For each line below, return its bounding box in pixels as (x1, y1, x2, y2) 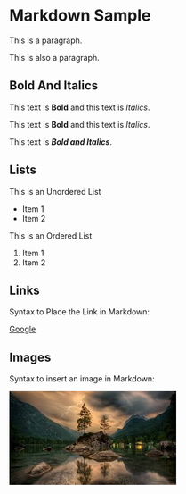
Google (9, 323, 36, 335)
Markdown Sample (9, 5, 151, 26)
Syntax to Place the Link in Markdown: (9, 306, 150, 317)
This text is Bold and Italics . (9, 136, 113, 147)
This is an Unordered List (9, 186, 101, 197)
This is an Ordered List (9, 230, 93, 241)
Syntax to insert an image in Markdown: (9, 373, 155, 384)
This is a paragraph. (9, 35, 83, 46)
